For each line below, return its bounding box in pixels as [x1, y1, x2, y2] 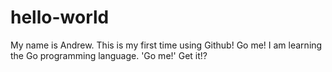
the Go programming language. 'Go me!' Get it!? [10, 49, 208, 61]
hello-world [10, 6, 110, 29]
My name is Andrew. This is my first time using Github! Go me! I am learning [10, 39, 323, 51]
